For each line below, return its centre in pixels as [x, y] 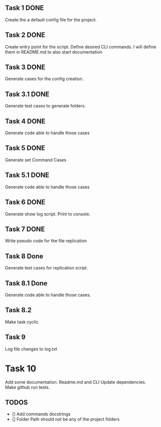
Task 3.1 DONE [27, 94]
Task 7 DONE [25, 229]
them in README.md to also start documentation [54, 52]
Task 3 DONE [25, 67]
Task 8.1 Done [26, 283]
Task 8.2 [18, 310]
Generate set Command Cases [36, 160]
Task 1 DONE [24, 8]
